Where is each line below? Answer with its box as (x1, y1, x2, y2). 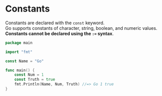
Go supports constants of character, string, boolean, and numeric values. (5, 25, 157, 31)
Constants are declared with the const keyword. (5, 20, 105, 26)
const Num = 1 (14, 72, 44, 77)
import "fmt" (5, 49, 33, 55)
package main (5, 40, 33, 45)
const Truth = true (14, 77, 56, 82)
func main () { (5, 68, 35, 73)
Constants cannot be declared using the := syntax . (5, 30, 114, 36)
